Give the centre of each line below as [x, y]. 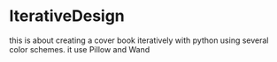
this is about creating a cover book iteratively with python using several [139, 40]
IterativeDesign [67, 16]
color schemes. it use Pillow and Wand [80, 49]
